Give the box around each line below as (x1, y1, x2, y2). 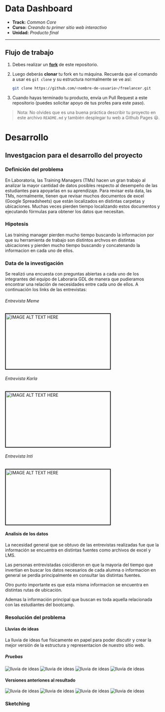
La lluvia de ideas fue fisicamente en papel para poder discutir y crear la (5, 637, 151, 643)
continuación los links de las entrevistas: (5, 287, 87, 293)
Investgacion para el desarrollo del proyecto (5, 151, 143, 160)
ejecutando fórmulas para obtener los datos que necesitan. (5, 208, 125, 214)
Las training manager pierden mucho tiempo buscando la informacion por (5, 232, 154, 238)
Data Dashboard (5, 3, 73, 14)
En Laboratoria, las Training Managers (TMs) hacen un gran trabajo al (5, 177, 146, 183)
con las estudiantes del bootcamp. (5, 602, 75, 607)
